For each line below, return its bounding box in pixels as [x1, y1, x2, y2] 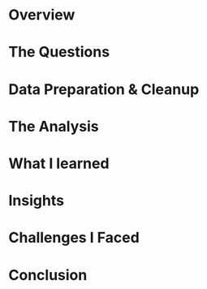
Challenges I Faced [8, 229, 140, 247]
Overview [8, 6, 75, 24]
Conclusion [8, 265, 88, 284]
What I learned [8, 154, 110, 172]
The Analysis [8, 117, 99, 136]
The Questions [8, 43, 110, 62]
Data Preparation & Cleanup [8, 80, 200, 98]
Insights [8, 192, 65, 210]
